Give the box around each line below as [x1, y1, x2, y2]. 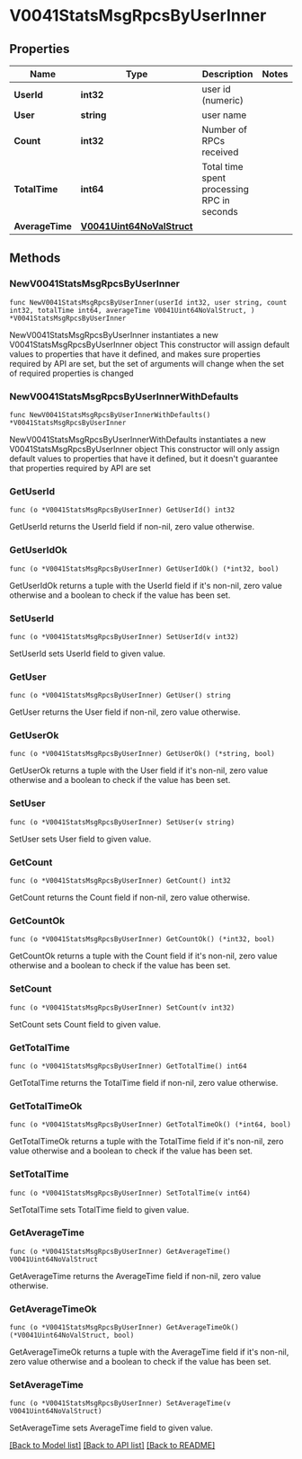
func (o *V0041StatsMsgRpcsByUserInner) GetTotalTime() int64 [9, 1062, 247, 1071]
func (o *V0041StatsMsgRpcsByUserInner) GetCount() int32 [9, 876, 231, 885]
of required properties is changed [9, 368, 134, 378]
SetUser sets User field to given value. [9, 833, 152, 844]
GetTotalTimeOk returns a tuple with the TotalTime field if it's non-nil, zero [9, 1136, 284, 1147]
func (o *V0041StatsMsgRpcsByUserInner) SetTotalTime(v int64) [9, 1188, 252, 1197]
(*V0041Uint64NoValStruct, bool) [9, 1331, 135, 1340]
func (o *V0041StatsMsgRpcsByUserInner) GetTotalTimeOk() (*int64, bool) [9, 1120, 292, 1129]
